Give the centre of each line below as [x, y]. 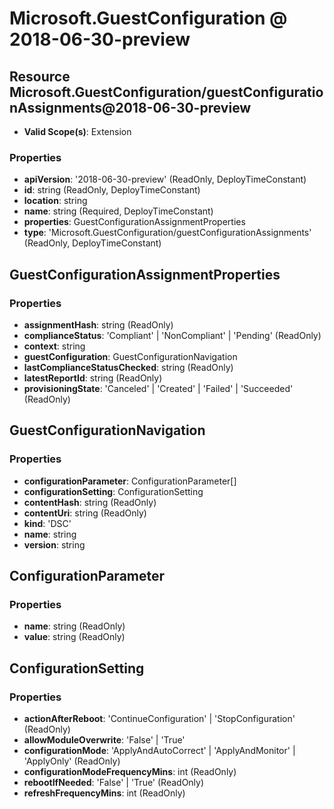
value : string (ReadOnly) [74, 637]
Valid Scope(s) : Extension [77, 131]
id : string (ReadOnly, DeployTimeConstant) [112, 190]
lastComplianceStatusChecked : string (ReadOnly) [128, 367]
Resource [40, 76]
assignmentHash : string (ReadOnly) [98, 324]
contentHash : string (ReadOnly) [90, 502]
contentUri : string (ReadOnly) [85, 513]
